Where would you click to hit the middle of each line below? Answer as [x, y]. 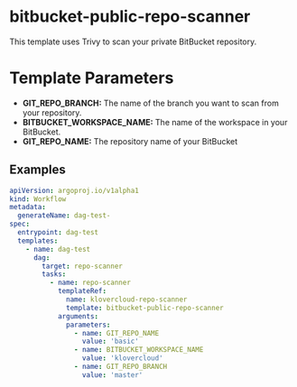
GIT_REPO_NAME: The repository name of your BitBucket [130, 141]
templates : [38, 241]
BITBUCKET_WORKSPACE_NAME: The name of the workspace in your [155, 122]
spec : [19, 224]
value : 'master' [112, 375]
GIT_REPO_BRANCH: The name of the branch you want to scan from [151, 103]
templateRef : [82, 291]
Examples [37, 170]
